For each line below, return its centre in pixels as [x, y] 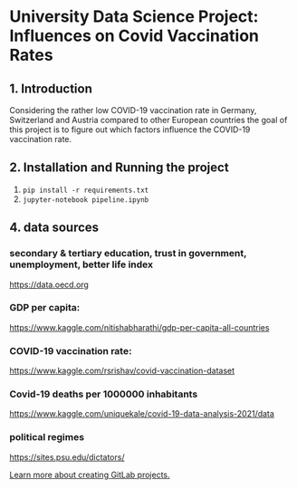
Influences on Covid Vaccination [134, 36]
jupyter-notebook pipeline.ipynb [86, 200]
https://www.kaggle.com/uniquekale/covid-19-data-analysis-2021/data [142, 414]
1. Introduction [51, 88]
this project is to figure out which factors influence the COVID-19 [130, 129]
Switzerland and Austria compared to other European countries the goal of [148, 120]
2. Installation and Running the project [119, 168]
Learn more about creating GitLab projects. [90, 475]
